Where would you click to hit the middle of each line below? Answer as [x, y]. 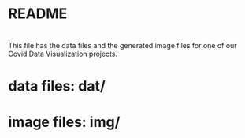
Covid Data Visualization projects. [63, 54]
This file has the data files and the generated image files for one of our [123, 46]
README [38, 14]
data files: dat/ [57, 86]
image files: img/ [64, 122]
